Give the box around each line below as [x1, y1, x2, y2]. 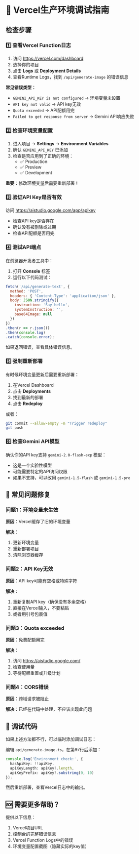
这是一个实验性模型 [12, 462, 52, 468]
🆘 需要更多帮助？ [5, 800, 60, 809]
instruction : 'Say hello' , [14, 302, 70, 308]
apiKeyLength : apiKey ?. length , [10, 766, 74, 771]
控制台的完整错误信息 [12, 831, 56, 837]
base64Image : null [14, 312, 52, 317]
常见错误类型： [5, 84, 36, 90]
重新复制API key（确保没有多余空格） [12, 599, 89, 605]
